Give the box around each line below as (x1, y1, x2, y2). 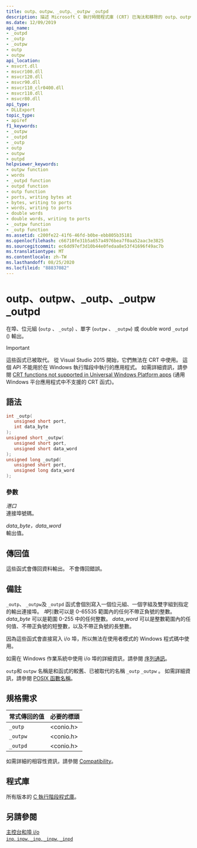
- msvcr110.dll (6, 90, 43, 96)
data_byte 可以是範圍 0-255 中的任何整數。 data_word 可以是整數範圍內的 (6, 615, 186, 622)
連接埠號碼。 (6, 510, 37, 517)
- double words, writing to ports (6, 216, 91, 222)
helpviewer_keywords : (6, 161, 59, 167)
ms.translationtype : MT (6, 249, 64, 255)
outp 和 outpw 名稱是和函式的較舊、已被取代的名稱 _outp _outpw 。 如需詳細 (6, 667, 186, 674)
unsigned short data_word (13, 445, 77, 452)
